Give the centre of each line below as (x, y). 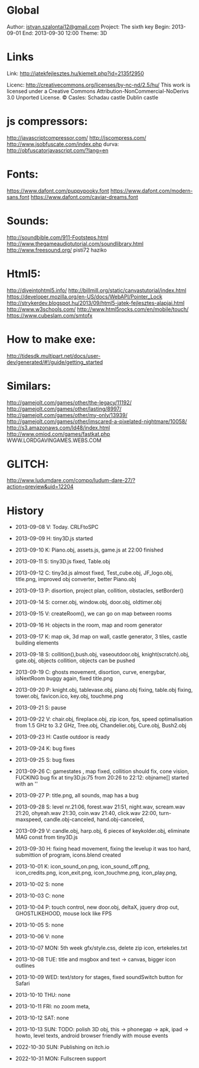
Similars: (29, 386)
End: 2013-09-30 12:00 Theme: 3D (65, 33)
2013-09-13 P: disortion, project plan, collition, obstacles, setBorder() (99, 591)
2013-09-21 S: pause (41, 708)
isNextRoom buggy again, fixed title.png (64, 678)
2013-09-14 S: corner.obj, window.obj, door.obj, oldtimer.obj (88, 602)
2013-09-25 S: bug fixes (45, 760)
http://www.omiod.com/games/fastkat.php (58, 434)
